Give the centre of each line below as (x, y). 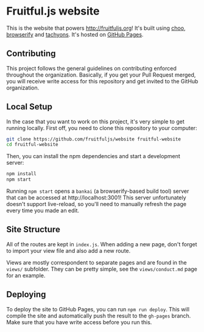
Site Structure (33, 230)
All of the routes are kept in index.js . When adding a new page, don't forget (102, 244)
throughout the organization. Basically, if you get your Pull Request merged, (101, 75)
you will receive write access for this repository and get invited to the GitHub (102, 81)
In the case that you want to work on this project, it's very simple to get (95, 121)
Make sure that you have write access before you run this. (79, 322)
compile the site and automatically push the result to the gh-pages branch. (99, 316)
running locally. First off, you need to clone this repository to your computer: (102, 128)
